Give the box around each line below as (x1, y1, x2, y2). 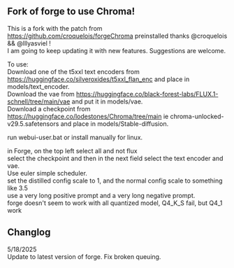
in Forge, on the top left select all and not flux (7, 146, 138, 155)
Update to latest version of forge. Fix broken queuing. (7, 252, 161, 261)
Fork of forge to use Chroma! (7, 6, 136, 17)
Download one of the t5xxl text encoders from (7, 67, 140, 76)
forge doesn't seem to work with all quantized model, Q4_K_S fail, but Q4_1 (7, 199, 223, 207)
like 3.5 (7, 183, 28, 192)
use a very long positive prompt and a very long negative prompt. (7, 191, 196, 199)
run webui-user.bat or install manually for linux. (7, 133, 143, 141)
